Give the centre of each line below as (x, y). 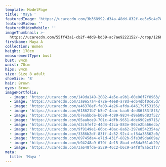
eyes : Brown (17, 88)
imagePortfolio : (22, 92)
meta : (11, 152)
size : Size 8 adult (25, 74)
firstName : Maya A (24, 42)
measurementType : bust (28, 56)
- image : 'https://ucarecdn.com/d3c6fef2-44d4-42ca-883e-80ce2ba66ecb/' (86, 125)
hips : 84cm (16, 70)
